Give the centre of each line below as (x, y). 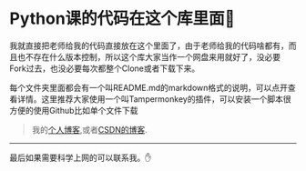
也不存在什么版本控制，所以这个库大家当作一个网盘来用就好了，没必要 (148, 56)
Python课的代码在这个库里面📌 (122, 19)
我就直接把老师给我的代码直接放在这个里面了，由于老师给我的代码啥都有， (149, 45)
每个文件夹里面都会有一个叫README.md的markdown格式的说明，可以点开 (149, 87)
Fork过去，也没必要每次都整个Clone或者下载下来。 (105, 68)
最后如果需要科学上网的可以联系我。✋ (81, 157)
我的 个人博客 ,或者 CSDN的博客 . (89, 129)
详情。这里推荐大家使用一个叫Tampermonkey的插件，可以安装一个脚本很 (154, 99)
